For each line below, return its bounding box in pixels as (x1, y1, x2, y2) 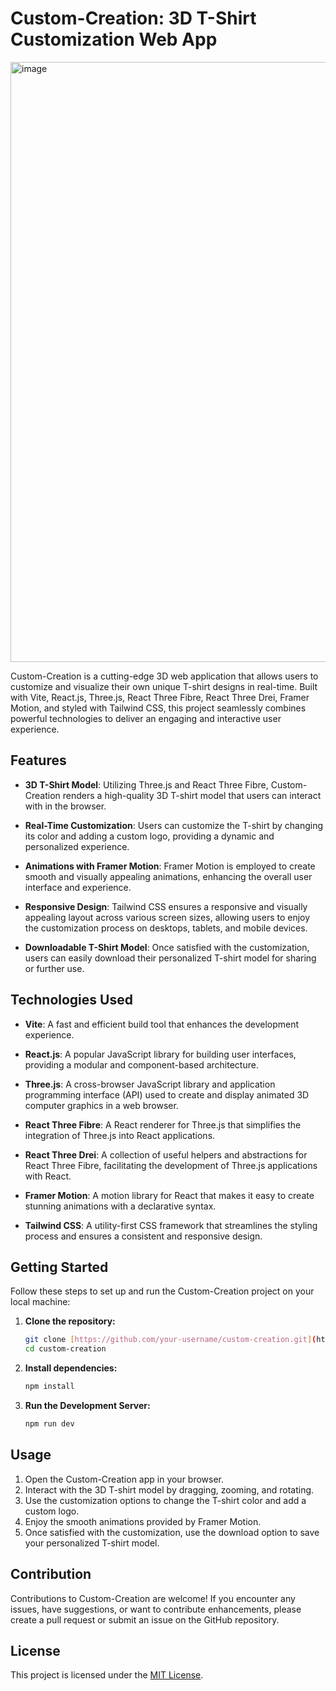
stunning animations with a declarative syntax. (24, 1200, 217, 1212)
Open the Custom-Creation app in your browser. (24, 1473, 225, 1485)
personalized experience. (24, 840, 130, 852)
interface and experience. (24, 881, 132, 893)
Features (10, 752, 67, 769)
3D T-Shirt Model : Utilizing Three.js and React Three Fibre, (24, 778, 269, 791)
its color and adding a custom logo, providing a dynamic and (24, 830, 275, 842)
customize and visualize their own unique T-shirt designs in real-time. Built (10, 680, 318, 692)
